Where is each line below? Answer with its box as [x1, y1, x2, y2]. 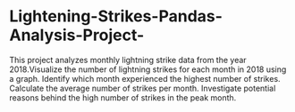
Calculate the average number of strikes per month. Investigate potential [9, 83, 276, 93]
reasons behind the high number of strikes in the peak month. [9, 92, 237, 103]
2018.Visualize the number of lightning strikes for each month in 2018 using [9, 64, 287, 75]
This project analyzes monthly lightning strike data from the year [9, 54, 248, 65]
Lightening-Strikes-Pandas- [9, 6, 223, 27]
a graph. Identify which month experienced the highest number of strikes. [9, 73, 281, 84]
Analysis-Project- [9, 25, 145, 45]
